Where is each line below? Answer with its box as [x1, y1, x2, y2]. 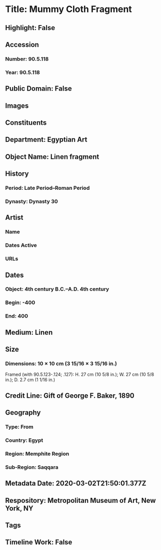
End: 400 [5, 313, 28, 320]
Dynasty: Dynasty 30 [5, 198, 58, 205]
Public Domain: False [5, 84, 72, 93]
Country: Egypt [5, 437, 43, 444]
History [5, 169, 29, 178]
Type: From [5, 423, 33, 430]
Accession [5, 40, 39, 49]
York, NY [5, 504, 33, 512]
